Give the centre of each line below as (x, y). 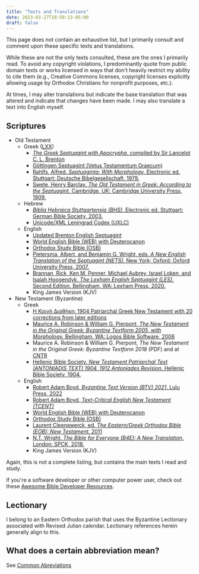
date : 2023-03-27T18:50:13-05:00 (48, 17)
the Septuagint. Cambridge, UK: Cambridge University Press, (107, 191)
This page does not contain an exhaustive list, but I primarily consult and (95, 40)
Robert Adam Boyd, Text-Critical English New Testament (102, 400)
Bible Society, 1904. (57, 375)
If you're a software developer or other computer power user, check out (94, 480)
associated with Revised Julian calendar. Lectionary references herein (92, 526)
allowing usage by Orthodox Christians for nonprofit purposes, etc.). (90, 83)
